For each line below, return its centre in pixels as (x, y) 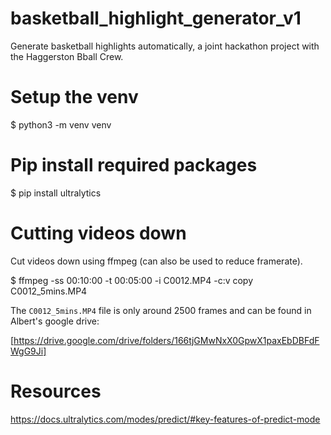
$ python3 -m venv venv (61, 124)
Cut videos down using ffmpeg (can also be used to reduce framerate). (156, 261)
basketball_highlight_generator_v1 (156, 18)
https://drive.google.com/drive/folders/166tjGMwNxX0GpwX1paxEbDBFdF (166, 340)
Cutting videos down (98, 233)
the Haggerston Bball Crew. (67, 56)
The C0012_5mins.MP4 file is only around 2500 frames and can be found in (161, 310)
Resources (56, 391)
